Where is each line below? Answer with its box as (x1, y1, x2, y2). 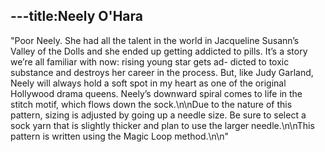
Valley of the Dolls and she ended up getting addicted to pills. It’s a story (10, 45, 308, 57)
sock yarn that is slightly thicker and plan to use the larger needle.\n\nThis (10, 119, 315, 131)
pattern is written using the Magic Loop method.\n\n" (10, 130, 229, 142)
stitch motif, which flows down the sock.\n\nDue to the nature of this (10, 98, 293, 110)
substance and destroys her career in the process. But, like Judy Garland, (10, 66, 314, 78)
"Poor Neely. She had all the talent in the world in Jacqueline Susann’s (10, 34, 300, 46)
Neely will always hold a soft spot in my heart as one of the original (10, 77, 287, 89)
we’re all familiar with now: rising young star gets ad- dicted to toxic (10, 55, 290, 68)
